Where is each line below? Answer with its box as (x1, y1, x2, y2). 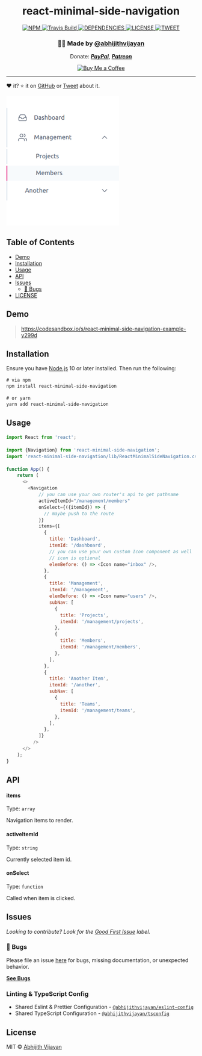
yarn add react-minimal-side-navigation (6, 402, 109, 408)
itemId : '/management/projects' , (60, 618, 144, 624)
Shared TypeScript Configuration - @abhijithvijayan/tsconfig (14, 1010, 170, 1017)
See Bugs (6, 974, 31, 982)
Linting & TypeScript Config (6, 989, 89, 998)
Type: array (6, 805, 35, 812)
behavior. (6, 963, 29, 970)
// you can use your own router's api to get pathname (38, 492, 179, 498)
